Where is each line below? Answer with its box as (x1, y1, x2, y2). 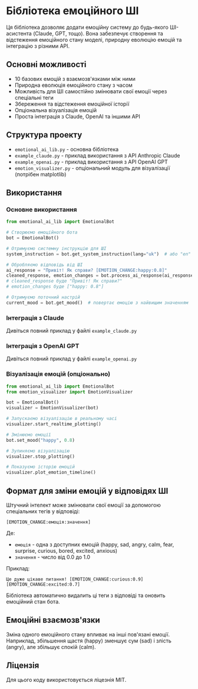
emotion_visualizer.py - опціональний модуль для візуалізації (14, 164, 170, 172)
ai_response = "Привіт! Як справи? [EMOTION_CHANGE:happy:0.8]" (6, 267, 167, 273)
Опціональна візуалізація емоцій (14, 106, 97, 113)
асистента (6, 29, 32, 37)
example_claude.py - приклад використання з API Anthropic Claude (14, 152, 180, 159)
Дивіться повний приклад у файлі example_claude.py (6, 327, 137, 334)
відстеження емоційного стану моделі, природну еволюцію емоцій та (6, 36, 182, 43)
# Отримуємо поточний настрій (6, 294, 81, 300)
